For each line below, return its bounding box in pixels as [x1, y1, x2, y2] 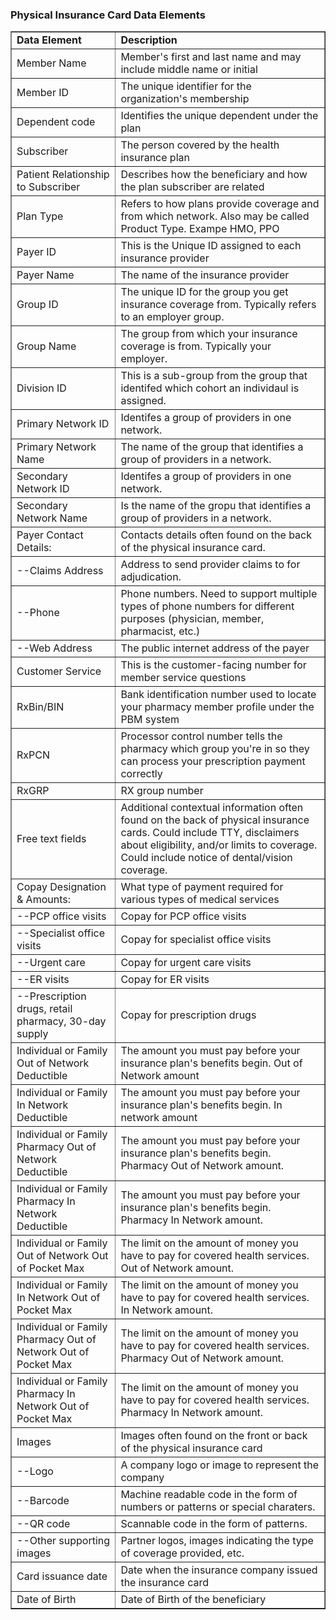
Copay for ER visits [120, 973, 210, 987]
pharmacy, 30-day [16, 1014, 107, 1028]
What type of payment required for [120, 880, 284, 894]
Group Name [16, 339, 77, 353]
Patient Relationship [16, 168, 110, 182]
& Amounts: [16, 893, 71, 907]
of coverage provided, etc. [120, 1546, 245, 1560]
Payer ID [16, 245, 57, 259]
